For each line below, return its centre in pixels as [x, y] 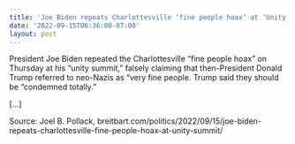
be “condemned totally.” [53, 87]
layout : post [33, 34]
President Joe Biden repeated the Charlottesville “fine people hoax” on [138, 59]
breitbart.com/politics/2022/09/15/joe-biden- [179, 121]
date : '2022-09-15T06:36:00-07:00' [75, 26]
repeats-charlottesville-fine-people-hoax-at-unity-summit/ [116, 131]
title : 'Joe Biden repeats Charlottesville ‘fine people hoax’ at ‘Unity [148, 17]
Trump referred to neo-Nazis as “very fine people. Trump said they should [144, 78]
